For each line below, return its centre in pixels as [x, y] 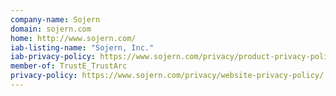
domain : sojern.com [51, 29]
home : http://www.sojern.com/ [73, 38]
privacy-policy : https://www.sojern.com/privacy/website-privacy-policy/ [167, 76]
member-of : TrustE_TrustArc [69, 66]
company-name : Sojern [55, 19]
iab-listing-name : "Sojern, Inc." [82, 47]
